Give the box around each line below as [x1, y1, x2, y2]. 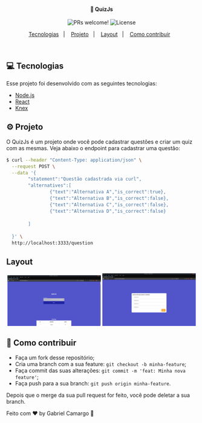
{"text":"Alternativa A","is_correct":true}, [49, 189, 166, 195]
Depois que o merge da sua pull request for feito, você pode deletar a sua [6, 391, 191, 399]
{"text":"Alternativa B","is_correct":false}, [49, 195, 169, 202]
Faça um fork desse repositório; [15, 354, 95, 361]
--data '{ [11, 170, 36, 176]
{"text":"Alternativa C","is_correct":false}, [49, 201, 169, 208]
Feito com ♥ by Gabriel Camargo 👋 [6, 410, 94, 417]
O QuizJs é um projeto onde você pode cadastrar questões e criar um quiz [6, 138, 192, 145]
